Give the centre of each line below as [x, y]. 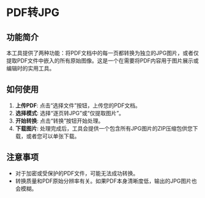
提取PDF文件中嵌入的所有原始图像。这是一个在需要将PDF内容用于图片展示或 [102, 61]
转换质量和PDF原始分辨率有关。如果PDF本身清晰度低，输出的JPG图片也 [106, 181]
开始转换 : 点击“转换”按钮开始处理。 [59, 121]
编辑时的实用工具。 [31, 68]
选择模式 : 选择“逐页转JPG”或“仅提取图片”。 [69, 113]
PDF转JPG [33, 13]
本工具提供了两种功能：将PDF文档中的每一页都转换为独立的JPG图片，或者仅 [102, 53]
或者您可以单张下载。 [53, 136]
